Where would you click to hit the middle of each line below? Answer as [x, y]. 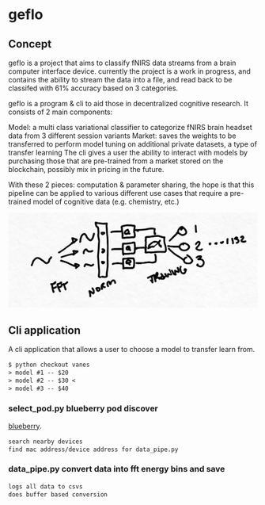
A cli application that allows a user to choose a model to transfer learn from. [132, 350]
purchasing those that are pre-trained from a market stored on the [116, 161]
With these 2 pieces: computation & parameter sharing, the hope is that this [131, 185]
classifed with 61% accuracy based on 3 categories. [93, 88]
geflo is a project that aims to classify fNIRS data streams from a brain [122, 63]
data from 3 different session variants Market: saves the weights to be [122, 136]
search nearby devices [45, 442]
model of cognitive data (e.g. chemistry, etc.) [106, 201]
